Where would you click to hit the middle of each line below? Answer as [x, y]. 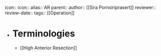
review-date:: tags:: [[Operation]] [40, 13]
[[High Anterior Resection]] [48, 48]
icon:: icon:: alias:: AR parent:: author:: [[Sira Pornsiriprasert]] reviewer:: [80, 7]
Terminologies [44, 34]
